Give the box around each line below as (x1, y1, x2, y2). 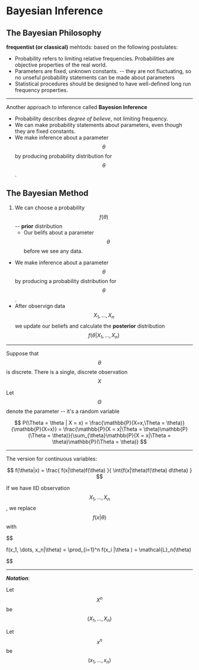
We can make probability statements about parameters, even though (14, 122, 182, 128)
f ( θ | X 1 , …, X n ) (88, 331, 120, 340)
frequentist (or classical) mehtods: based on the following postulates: (6, 43, 178, 50)
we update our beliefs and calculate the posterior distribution (14, 322, 165, 329)
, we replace (6, 504, 37, 512)
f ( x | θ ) (92, 514, 107, 521)
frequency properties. (14, 87, 68, 93)
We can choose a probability (14, 204, 85, 211)
